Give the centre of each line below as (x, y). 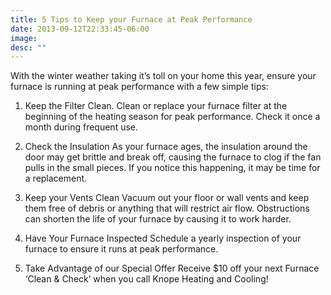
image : (24, 38)
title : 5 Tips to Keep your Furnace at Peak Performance (131, 19)
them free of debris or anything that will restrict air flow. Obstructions (167, 208)
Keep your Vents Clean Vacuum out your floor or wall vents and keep (167, 198)
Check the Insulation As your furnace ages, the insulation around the (166, 147)
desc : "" (28, 47)
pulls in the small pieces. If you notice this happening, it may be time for (172, 168)
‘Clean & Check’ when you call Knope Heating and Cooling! (146, 279)
